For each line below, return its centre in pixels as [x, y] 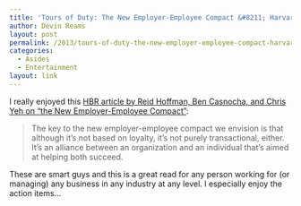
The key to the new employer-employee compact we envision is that [157, 128]
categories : [31, 51]
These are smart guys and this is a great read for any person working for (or [150, 174]
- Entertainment [47, 68]
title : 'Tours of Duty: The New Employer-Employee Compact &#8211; [138, 17]
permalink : [30, 43]
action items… [35, 193]
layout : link [34, 76]
